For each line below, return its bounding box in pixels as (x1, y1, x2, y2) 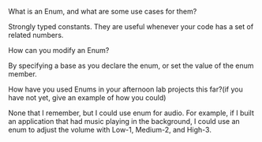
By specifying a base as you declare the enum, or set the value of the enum (8, 61, 254, 70)
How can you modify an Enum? (8, 46, 110, 54)
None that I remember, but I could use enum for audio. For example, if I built (8, 108, 255, 118)
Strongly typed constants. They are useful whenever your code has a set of (8, 22, 254, 31)
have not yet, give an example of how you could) (8, 93, 167, 102)
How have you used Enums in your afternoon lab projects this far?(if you (8, 84, 243, 94)
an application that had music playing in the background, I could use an (8, 117, 241, 125)
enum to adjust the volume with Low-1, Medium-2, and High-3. (8, 125, 211, 134)
